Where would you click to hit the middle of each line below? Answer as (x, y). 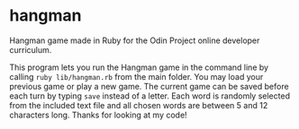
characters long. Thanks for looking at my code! (98, 115)
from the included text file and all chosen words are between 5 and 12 (139, 105)
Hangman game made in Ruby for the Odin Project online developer (135, 40)
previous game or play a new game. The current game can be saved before (149, 86)
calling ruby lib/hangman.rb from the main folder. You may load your (136, 76)
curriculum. (31, 49)
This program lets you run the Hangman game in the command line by (139, 67)
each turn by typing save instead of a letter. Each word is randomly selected (150, 96)
